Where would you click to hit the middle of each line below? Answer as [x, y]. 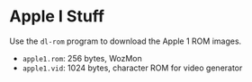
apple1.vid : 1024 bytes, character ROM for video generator [132, 68]
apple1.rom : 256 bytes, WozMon [82, 58]
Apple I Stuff [57, 16]
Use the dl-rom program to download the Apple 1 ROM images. [126, 41]
